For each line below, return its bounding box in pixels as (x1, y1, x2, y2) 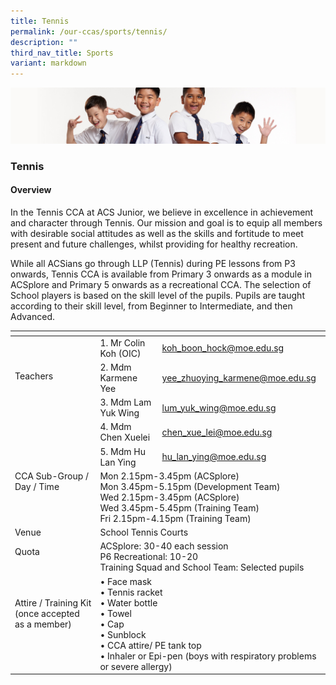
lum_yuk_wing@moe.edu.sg (161, 401, 277, 414)
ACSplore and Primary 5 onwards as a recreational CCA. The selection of (10, 278, 312, 290)
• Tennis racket (99, 586, 163, 598)
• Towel (99, 607, 132, 619)
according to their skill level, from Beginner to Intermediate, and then (10, 300, 293, 312)
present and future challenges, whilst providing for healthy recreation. (10, 238, 298, 250)
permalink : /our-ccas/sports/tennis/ (10, 26, 168, 37)
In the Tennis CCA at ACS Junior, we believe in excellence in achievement (10, 206, 314, 218)
